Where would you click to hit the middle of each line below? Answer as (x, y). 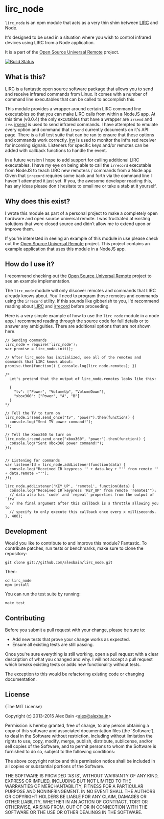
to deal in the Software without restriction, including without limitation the (79, 736)
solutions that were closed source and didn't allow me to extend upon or (78, 224)
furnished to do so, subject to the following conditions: (60, 751)
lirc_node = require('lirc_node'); (41, 345)
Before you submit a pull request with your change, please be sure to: (75, 630)
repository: (16, 554)
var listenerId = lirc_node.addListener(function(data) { (65, 465)
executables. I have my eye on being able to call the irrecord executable (78, 165)
